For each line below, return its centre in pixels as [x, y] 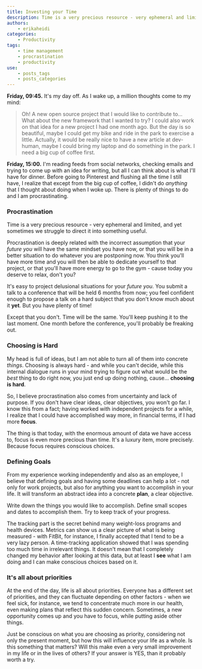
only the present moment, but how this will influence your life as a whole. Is [100, 641]
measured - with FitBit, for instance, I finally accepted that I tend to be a [95, 537]
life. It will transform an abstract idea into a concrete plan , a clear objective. [100, 494]
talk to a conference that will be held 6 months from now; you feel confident [100, 293]
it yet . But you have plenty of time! [49, 306]
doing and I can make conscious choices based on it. [73, 562]
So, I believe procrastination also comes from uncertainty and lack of [92, 396]
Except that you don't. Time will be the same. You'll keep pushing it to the [97, 317]
